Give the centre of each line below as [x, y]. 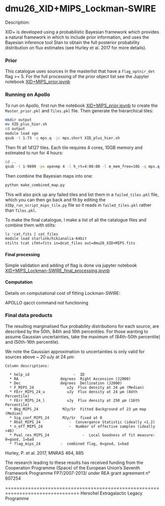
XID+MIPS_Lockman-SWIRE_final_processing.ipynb [57, 271]
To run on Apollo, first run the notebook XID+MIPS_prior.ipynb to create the [82, 105]
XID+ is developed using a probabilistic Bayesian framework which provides [82, 32]
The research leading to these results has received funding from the [74, 462]
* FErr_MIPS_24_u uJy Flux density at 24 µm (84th [74, 392]
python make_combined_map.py [35, 185]
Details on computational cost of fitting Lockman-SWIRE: [63, 293]
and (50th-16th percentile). [33, 342]
